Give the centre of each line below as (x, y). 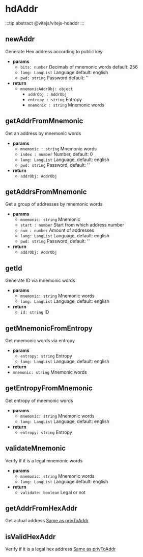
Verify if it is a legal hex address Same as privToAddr (61, 549)
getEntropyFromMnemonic (49, 388)
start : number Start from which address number (72, 225)
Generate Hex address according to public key (54, 51)
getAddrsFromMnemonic (46, 192)
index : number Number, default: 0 (56, 154)
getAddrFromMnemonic (44, 121)
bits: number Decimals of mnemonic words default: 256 (79, 66)
